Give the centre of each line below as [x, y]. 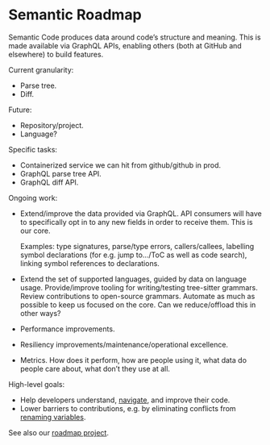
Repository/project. [52, 125]
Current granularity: [41, 69]
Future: [20, 110]
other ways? [40, 313]
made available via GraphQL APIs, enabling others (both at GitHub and [125, 45]
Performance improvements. [67, 329]
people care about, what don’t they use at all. [95, 368]
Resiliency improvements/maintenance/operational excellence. [124, 344]
